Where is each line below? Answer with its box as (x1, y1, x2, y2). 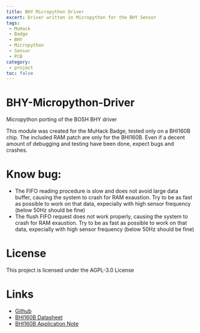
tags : (6, 20, 20, 26)
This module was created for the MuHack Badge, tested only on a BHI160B (6, 127, 190, 135)
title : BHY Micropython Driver (6, 8, 84, 15)
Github (14, 307, 32, 314)
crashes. (6, 146, 28, 154)
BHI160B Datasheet (14, 314, 63, 321)
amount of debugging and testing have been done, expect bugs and (6, 140, 174, 148)
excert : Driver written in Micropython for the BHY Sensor (6, 14, 157, 20)
